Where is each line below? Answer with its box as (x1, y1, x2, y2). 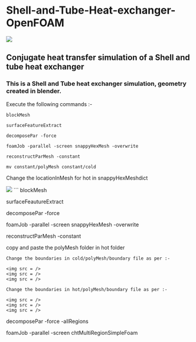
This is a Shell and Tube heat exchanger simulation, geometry (6, 79, 187, 88)
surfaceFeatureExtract (6, 122, 62, 128)
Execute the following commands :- (6, 100, 93, 107)
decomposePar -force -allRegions (6, 318, 89, 325)
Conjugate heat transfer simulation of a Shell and (6, 53, 190, 63)
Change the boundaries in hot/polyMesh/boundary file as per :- (6, 286, 168, 292)
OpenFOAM (6, 16, 65, 30)
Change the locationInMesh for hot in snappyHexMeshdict (6, 174, 148, 181)
